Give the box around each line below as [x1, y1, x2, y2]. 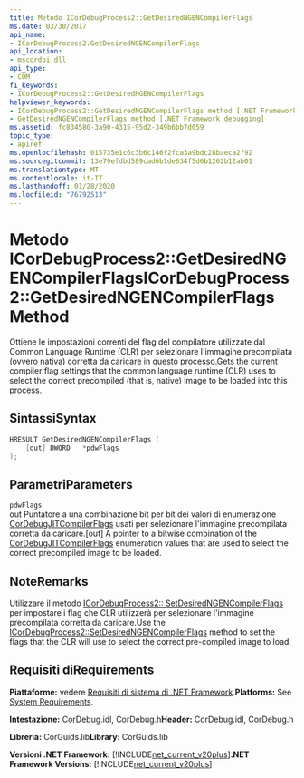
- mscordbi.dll [9, 55, 67, 64]
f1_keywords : [9, 81, 59, 90]
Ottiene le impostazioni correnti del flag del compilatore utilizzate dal [9, 336, 265, 347]
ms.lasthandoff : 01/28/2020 [9, 182, 116, 191]
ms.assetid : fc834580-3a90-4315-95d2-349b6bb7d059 [9, 123, 204, 132]
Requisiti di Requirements [9, 663, 155, 678]
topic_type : [9, 131, 54, 141]
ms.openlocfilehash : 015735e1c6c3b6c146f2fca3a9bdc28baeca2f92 [9, 148, 253, 157]
